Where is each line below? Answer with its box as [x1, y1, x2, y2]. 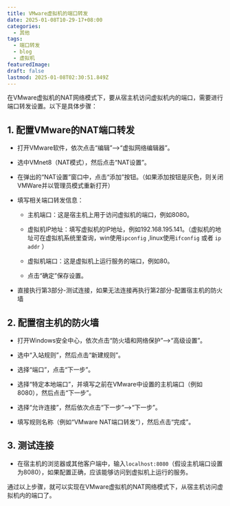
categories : [7, 23, 41, 30]
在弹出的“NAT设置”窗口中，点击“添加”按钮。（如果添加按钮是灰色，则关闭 [16, 173, 224, 181]
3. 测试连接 [7, 440, 54, 452]
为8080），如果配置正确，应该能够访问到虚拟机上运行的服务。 [16, 468, 192, 476]
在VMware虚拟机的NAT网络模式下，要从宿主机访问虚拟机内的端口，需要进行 [7, 93, 223, 102]
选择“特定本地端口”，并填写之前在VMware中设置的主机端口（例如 [16, 380, 203, 388]
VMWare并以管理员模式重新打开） [16, 181, 115, 189]
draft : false [7, 67, 45, 74]
